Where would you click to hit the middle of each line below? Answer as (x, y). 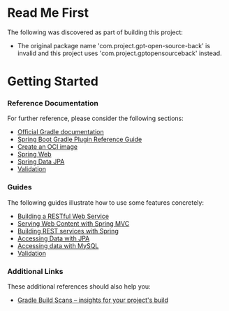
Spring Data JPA (41, 161)
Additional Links (35, 271)
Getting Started (53, 81)
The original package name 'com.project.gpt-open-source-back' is (114, 45)
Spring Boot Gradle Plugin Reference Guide (80, 139)
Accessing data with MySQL (58, 245)
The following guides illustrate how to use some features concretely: (106, 202)
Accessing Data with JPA (53, 238)
